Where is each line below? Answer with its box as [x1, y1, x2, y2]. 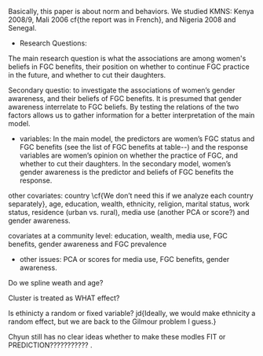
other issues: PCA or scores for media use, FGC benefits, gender [19, 255, 230, 263]
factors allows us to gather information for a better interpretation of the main [8, 111, 255, 120]
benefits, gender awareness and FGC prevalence [8, 239, 167, 249]
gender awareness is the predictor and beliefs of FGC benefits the [19, 168, 234, 176]
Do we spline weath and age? [8, 278, 104, 287]
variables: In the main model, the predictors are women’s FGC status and [19, 134, 255, 143]
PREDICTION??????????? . [8, 340, 93, 350]
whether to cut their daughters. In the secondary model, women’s [19, 159, 232, 168]
